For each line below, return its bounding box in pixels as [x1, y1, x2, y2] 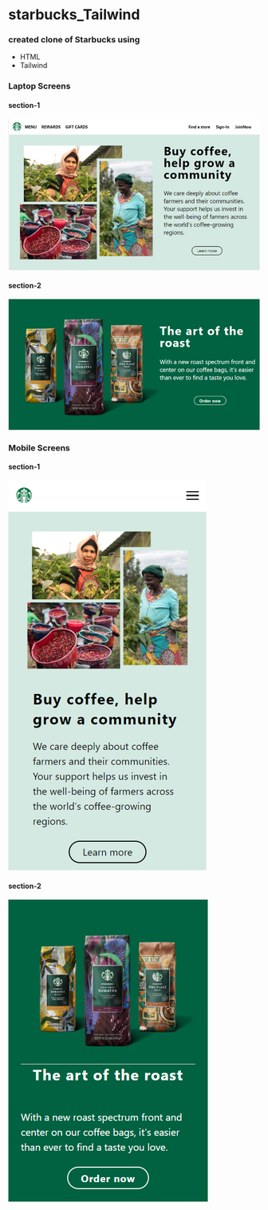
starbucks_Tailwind [8, 6, 140, 24]
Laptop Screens [8, 81, 71, 92]
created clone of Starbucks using [8, 34, 140, 46]
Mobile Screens [8, 442, 70, 453]
